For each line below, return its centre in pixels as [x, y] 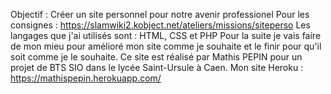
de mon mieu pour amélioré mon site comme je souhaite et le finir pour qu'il [166, 46]
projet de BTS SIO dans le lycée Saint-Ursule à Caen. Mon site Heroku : [157, 67]
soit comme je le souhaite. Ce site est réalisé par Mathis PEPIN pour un [156, 57]
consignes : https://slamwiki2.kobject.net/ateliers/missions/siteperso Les [160, 25]
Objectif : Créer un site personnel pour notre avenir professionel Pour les [160, 14]
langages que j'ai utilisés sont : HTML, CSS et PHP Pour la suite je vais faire [166, 35]
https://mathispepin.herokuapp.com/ [86, 78]
